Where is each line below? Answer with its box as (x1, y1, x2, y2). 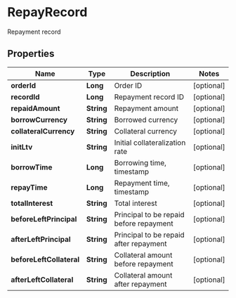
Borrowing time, (114, 157, 167, 167)
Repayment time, (114, 178, 170, 188)
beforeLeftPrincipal (11, 214, 77, 223)
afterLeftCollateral (11, 275, 74, 285)
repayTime (11, 182, 48, 192)
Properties (7, 48, 55, 60)
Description (130, 68, 171, 78)
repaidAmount (11, 103, 60, 113)
